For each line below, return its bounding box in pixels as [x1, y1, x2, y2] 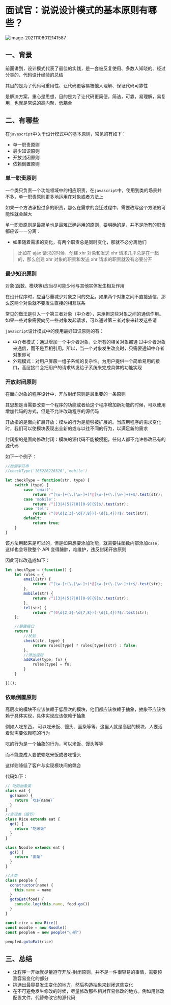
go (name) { [10, 793, 33, 798]
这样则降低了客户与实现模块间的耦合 [5, 762, 81, 769]
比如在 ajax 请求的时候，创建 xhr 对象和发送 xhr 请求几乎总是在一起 [17, 250, 159, 256]
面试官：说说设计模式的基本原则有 [5, 5, 149, 16]
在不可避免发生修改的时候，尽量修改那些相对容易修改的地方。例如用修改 [12, 988, 164, 994]
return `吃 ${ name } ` [14, 798, 55, 803]
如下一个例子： [5, 453, 37, 460]
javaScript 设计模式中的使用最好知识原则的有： [5, 328, 104, 334]
